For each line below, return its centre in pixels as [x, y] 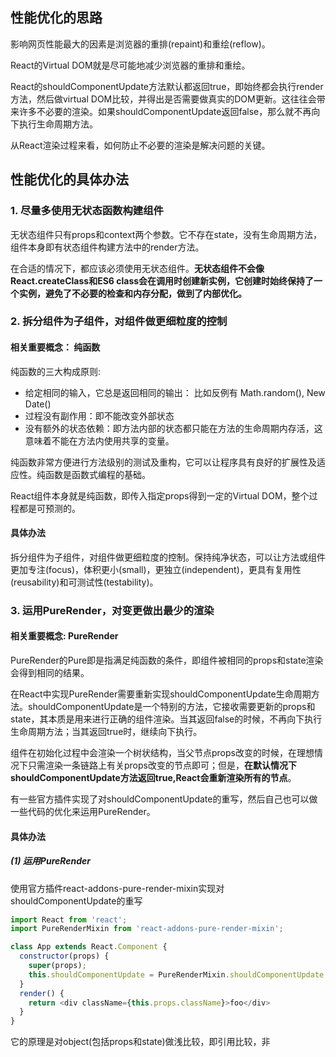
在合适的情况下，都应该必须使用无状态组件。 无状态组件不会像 [137, 268]
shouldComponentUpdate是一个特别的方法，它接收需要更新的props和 [171, 706]
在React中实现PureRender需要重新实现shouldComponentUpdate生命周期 [161, 694]
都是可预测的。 [49, 508]
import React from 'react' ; [69, 919]
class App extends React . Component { [89, 947]
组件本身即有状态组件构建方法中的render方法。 [107, 247]
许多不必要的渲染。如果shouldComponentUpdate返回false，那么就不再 [165, 111]
